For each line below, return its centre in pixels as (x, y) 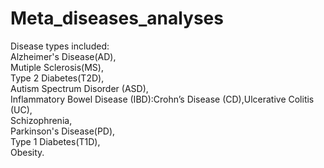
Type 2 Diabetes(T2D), (57, 78)
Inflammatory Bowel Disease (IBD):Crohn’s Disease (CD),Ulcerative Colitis (162, 99)
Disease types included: (60, 46)
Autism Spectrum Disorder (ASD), (79, 88)
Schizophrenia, (41, 120)
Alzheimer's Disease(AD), (63, 56)
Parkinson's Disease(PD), (63, 131)
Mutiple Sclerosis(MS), (57, 67)
